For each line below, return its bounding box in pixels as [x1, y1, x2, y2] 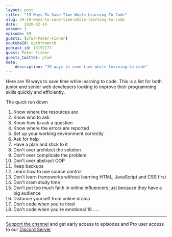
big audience [13, 190, 41, 196]
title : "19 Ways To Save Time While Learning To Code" [6, 12, 127, 17]
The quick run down [6, 99, 48, 105]
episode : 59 [6, 31, 31, 36]
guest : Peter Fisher [6, 50, 50, 55]
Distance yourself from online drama [13, 196, 90, 202]
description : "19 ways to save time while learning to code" [15, 64, 148, 69]
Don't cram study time [13, 179, 60, 186]
